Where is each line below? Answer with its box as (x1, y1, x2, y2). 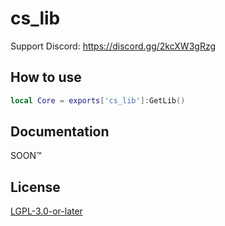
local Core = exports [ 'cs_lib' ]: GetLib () (10, 95, 186, 106)
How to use (10, 69, 82, 86)
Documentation (10, 123, 110, 141)
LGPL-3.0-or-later (10, 205, 83, 217)
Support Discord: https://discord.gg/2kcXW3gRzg (10, 40, 217, 52)
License (10, 178, 61, 196)
